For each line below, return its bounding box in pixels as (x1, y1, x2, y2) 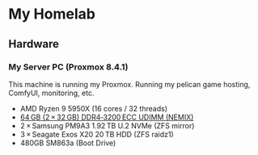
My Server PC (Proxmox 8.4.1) (8, 61, 129, 73)
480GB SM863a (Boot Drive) (19, 138, 116, 148)
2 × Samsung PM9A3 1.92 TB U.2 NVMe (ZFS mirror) (19, 120, 195, 130)
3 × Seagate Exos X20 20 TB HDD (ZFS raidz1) (19, 129, 174, 139)
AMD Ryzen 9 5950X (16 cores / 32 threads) (19, 103, 168, 113)
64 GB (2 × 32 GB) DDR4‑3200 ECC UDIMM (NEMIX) (19, 112, 194, 122)
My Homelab (8, 5, 95, 23)
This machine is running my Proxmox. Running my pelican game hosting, (8, 79, 251, 89)
